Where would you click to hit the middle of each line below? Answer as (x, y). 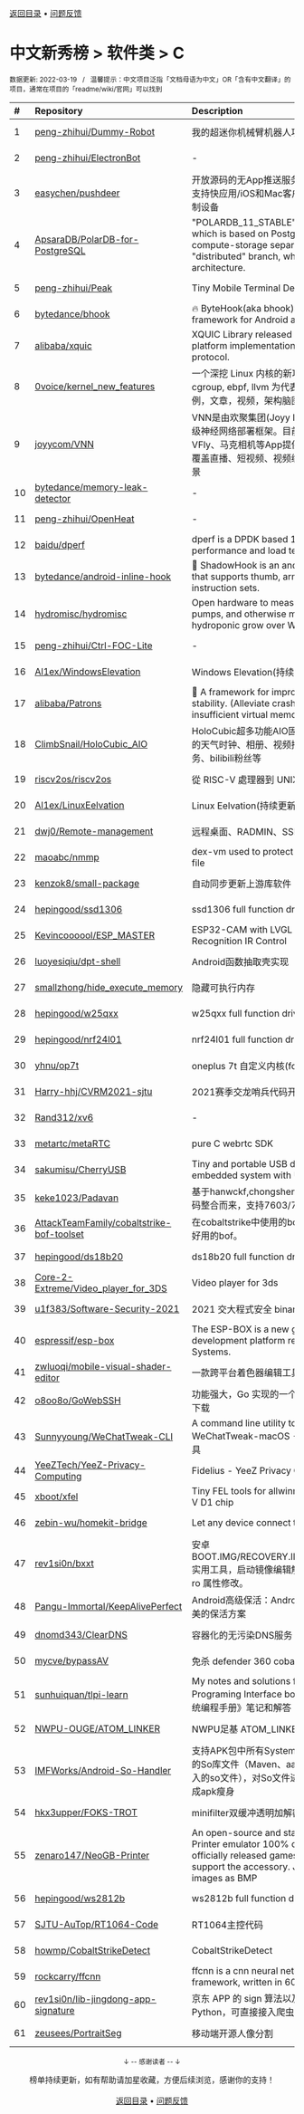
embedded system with (242, 1175)
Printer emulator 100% (240, 1843)
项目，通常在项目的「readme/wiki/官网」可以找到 (86, 89)
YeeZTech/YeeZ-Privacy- (90, 1465)
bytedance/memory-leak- (91, 487)
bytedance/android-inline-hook (103, 576)
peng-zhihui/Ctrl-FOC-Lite (94, 646)
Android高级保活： (231, 1600)
